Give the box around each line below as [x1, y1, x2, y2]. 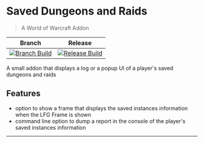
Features [6, 88, 41, 99]
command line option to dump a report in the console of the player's [15, 117, 186, 125]
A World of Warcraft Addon [21, 24, 89, 32]
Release [68, 38, 92, 47]
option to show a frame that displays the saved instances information [15, 104, 188, 111]
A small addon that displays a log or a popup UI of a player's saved [6, 64, 174, 71]
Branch [19, 38, 41, 47]
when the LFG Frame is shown [15, 111, 92, 118]
